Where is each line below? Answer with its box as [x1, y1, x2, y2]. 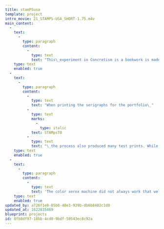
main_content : [5, 21, 34, 26]
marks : [31, 116, 45, 121]
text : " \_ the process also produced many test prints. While [31, 144, 159, 149]
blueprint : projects [5, 212, 47, 217]
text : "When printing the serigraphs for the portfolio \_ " [31, 103, 154, 108]
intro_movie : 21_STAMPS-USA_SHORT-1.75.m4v [5, 16, 95, 21]
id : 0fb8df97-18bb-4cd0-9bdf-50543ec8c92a [5, 216, 93, 222]
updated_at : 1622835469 [5, 207, 54, 212]
